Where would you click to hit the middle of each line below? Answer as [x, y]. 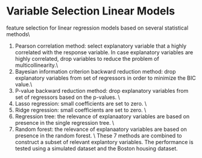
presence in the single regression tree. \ [65, 122]
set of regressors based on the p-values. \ [68, 97]
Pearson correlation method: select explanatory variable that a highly [101, 46]
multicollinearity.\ [36, 65]
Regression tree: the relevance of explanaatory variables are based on [102, 116]
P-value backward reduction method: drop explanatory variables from [102, 90]
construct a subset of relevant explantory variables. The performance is [104, 142]
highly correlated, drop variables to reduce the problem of [87, 58]
